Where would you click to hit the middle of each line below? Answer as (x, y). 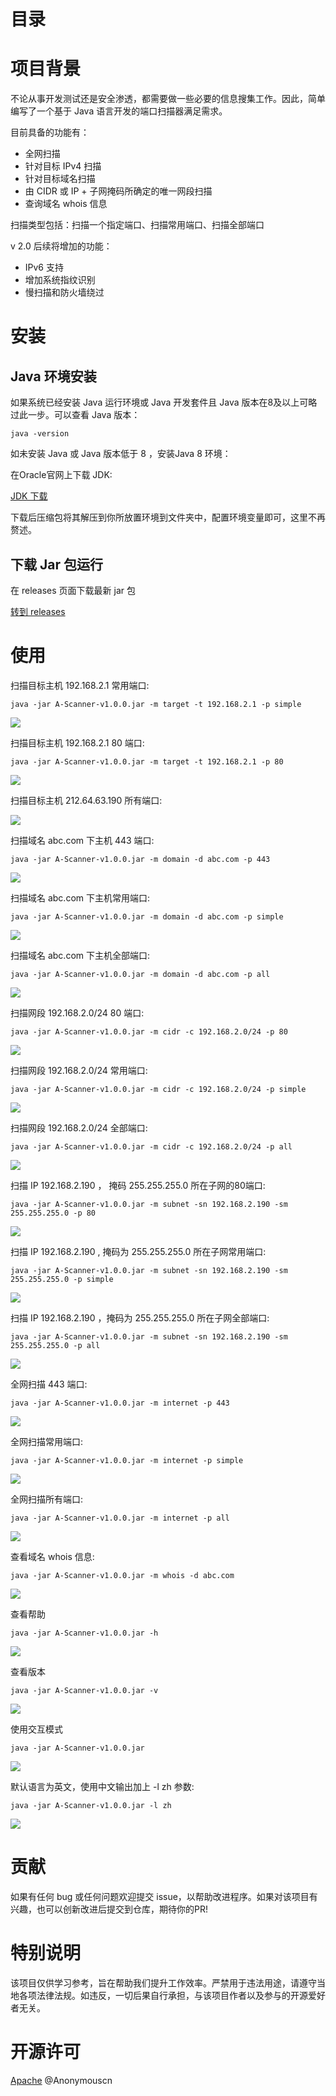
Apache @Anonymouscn (61, 2080)
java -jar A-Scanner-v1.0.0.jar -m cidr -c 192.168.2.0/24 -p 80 (149, 1031)
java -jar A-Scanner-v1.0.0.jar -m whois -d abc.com (122, 1575)
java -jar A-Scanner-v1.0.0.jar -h (84, 1633)
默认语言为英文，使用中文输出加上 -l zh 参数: (102, 1786)
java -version (40, 434)
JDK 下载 (29, 496)
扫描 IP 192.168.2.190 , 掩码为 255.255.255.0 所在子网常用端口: (138, 1251)
